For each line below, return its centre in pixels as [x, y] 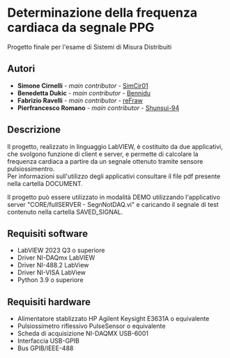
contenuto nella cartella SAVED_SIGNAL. [65, 212]
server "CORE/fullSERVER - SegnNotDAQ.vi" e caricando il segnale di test [113, 204]
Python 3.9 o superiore [50, 280]
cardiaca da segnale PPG [81, 28]
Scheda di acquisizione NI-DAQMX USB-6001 [83, 334]
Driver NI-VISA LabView [51, 272]
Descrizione [34, 130]
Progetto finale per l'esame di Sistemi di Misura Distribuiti [90, 47]
